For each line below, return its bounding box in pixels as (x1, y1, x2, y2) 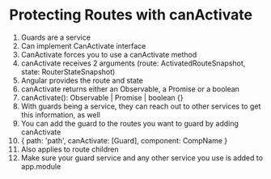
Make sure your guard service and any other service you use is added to (20, 152, 264, 163)
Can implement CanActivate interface (20, 40, 146, 50)
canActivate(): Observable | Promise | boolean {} (20, 92, 184, 102)
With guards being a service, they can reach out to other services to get (20, 101, 261, 111)
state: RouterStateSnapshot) (20, 66, 116, 76)
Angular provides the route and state (20, 75, 144, 85)
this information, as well (20, 109, 100, 119)
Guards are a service (20, 32, 91, 42)
